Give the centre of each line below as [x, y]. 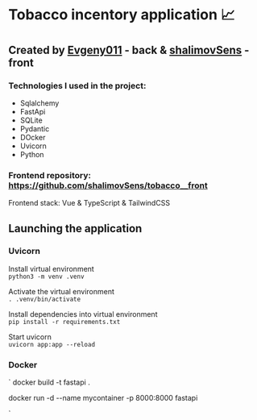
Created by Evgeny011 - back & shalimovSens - [129, 50]
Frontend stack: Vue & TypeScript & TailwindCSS [89, 203]
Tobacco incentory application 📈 [122, 15]
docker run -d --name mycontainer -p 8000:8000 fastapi [103, 398]
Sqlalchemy [39, 103]
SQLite [31, 120]
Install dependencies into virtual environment [83, 314]
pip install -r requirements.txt [64, 322]
